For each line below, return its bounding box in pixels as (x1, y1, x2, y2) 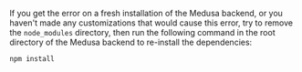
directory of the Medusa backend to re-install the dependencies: (9, 36, 253, 47)
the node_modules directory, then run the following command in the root (9, 27, 276, 37)
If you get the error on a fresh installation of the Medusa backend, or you (9, 8, 283, 18)
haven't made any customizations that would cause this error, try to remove (9, 17, 294, 28)
